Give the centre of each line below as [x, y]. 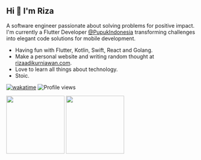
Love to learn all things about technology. [66, 69]
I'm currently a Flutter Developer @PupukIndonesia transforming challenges [101, 32]
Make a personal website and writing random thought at [85, 56]
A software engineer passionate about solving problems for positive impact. [101, 25]
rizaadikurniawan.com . [43, 63]
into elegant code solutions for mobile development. [71, 38]
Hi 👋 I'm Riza [30, 11]
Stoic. [22, 75]
